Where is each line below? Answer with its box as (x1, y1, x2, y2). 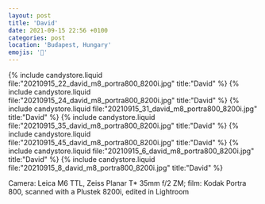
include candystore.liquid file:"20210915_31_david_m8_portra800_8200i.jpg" (8, 104, 258, 114)
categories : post (8, 33, 66, 42)
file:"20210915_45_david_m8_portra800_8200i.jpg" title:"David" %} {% (8, 138, 240, 147)
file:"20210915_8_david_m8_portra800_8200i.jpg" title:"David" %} (8, 164, 224, 172)
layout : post (8, 11, 52, 20)
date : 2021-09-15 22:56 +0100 (8, 26, 109, 34)
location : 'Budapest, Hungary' (8, 41, 112, 49)
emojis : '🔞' (8, 48, 48, 56)
